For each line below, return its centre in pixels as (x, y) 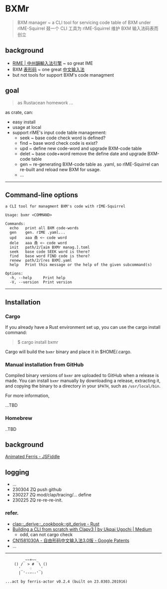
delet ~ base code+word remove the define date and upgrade (83, 153)
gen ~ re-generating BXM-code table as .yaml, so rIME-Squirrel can (89, 164)
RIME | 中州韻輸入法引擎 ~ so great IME (53, 63)
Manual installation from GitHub (44, 365)
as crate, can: (19, 112)
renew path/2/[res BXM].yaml (41, 261)
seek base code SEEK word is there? (50, 252)
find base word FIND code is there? (50, 256)
